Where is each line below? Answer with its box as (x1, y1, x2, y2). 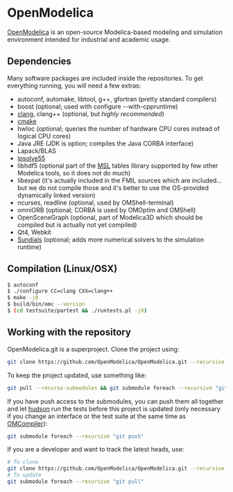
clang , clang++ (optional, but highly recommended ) (17, 109, 165, 118)
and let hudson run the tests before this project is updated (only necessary (7, 404, 221, 413)
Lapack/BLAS (17, 146, 57, 154)
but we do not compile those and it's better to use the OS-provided (17, 183, 209, 192)
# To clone (7, 459, 39, 466)
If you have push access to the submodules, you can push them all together (7, 397, 224, 405)
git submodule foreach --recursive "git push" (7, 433, 144, 440)
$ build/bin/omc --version (7, 301, 85, 308)
